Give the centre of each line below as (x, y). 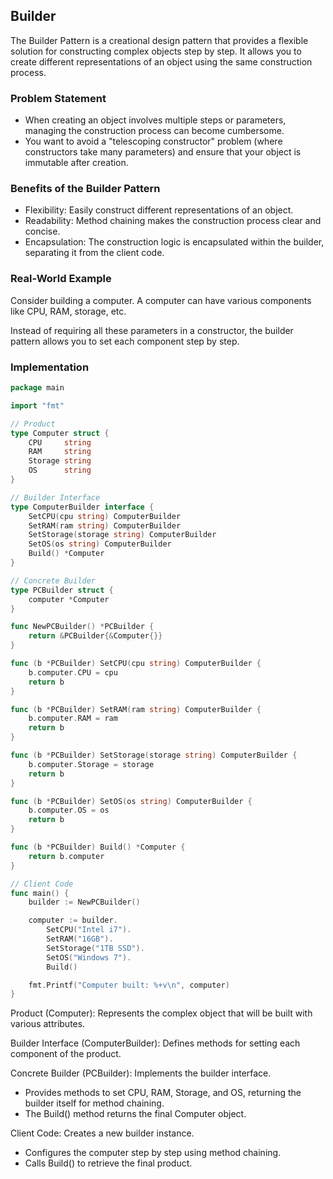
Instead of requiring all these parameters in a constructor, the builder (152, 330)
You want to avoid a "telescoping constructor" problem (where (153, 141)
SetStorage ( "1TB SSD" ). (95, 948)
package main (37, 388)
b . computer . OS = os (69, 810)
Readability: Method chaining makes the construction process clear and (173, 221)
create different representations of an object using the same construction (161, 61)
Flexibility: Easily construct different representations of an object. (159, 210)
